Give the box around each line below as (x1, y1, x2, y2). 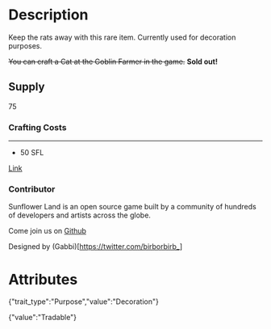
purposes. (8, 40, 43, 50)
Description (8, 6, 89, 24)
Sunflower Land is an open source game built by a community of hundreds (8, 202, 256, 212)
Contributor (8, 183, 56, 195)
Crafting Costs (8, 121, 67, 133)
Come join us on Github (8, 226, 87, 236)
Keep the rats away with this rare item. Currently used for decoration (8, 32, 236, 42)
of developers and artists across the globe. (8, 210, 152, 220)
